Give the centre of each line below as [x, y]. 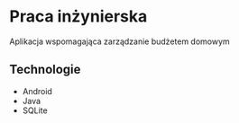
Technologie [45, 70]
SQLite [35, 110]
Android [37, 91]
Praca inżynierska [78, 17]
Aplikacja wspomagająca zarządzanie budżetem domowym [119, 41]
